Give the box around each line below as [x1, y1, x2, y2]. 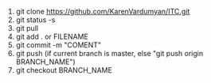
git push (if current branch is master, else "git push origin [15, 49, 204, 58]
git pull [15, 24, 38, 32]
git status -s [15, 15, 56, 25]
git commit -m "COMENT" [15, 40, 102, 50]
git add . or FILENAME [15, 32, 89, 41]
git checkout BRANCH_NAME [15, 66, 113, 74]
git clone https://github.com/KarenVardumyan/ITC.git [15, 7, 190, 16]
